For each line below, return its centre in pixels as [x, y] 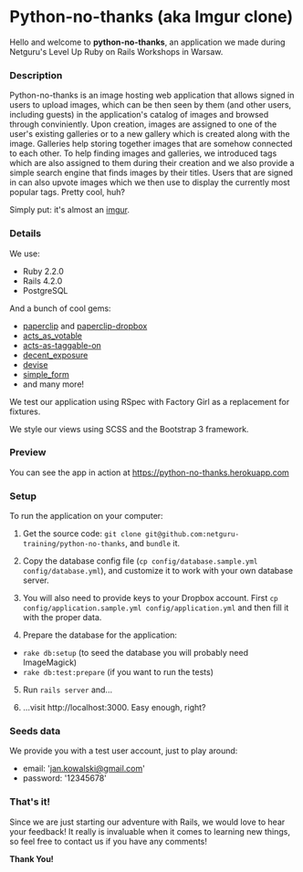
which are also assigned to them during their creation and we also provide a [152, 163]
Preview [28, 452]
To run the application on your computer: [86, 516]
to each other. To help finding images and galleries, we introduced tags [143, 153]
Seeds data [35, 732]
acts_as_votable [52, 336]
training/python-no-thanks [74, 545]
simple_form [46, 374]
